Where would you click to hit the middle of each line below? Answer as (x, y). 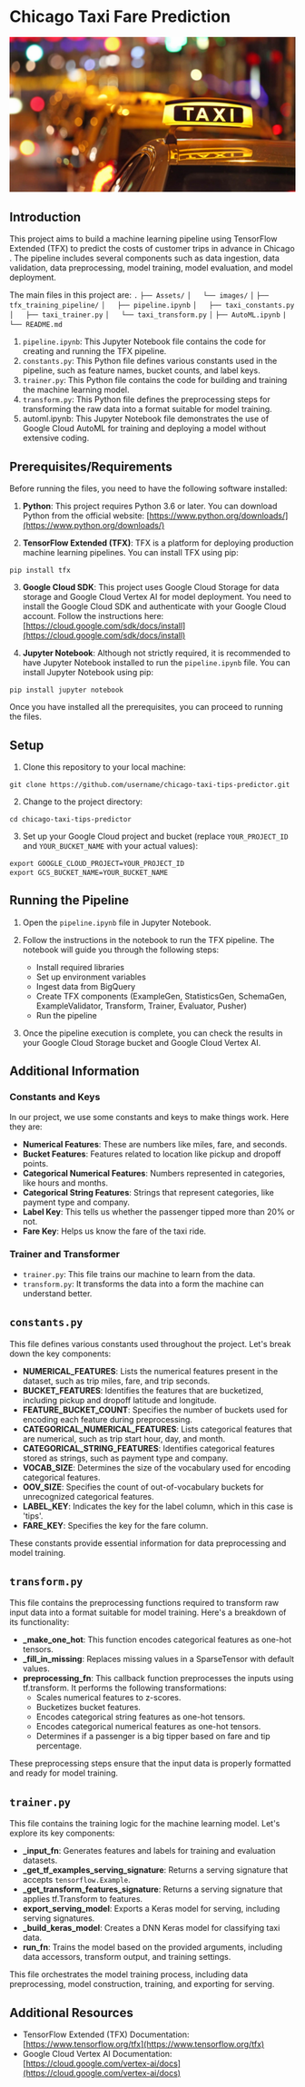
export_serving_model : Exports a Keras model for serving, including (151, 1909)
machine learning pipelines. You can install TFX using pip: (130, 553)
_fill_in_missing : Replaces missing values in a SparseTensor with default (158, 1659)
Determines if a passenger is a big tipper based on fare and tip (153, 1737)
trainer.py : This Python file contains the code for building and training (155, 380)
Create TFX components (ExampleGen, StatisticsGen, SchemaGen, (162, 996)
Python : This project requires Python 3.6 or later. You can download (150, 507)
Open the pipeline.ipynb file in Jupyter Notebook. (117, 922)
